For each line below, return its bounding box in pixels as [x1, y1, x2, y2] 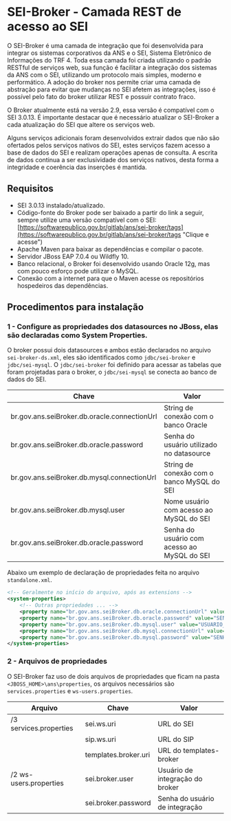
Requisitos [7, 183, 54, 194]
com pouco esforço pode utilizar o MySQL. [16, 267, 140, 275]
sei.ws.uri [85, 719, 116, 728]
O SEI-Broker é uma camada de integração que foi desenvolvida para [7, 41, 204, 49]
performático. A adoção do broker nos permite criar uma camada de [7, 78, 201, 86]
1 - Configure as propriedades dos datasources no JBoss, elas [7, 322, 219, 332]
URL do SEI [157, 719, 194, 728]
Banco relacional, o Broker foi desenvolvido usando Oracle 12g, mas [16, 259, 210, 268]
